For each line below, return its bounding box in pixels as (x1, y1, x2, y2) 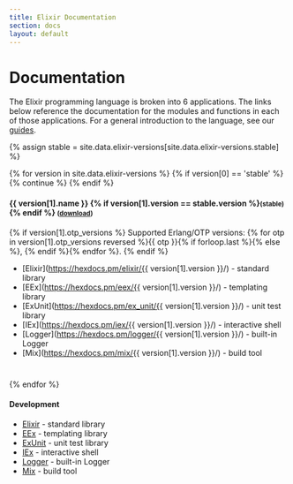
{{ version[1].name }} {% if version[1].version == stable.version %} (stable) (9, 198, 285, 208)
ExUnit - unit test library (21, 437, 109, 448)
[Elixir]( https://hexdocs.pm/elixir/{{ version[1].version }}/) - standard (21, 262, 270, 274)
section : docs (9, 21, 62, 30)
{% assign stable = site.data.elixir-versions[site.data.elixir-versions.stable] (9, 142, 280, 153)
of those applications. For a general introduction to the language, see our (9, 116, 275, 126)
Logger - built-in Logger (21, 456, 110, 466)
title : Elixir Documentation (9, 12, 116, 22)
